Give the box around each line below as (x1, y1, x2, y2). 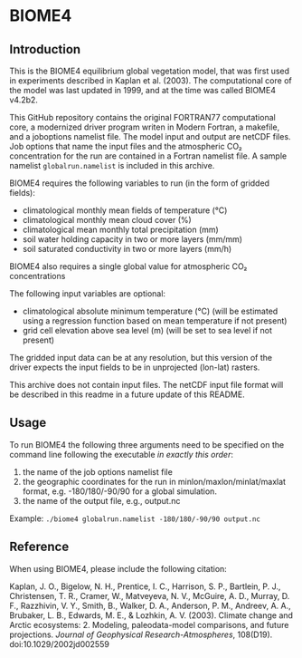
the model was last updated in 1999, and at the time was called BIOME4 (9, 85, 276, 95)
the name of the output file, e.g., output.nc (22, 495, 181, 506)
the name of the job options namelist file (22, 466, 174, 477)
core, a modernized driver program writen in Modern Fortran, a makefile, (9, 121, 280, 132)
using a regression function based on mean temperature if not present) (22, 315, 288, 326)
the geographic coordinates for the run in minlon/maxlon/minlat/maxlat (22, 476, 287, 487)
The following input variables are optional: (9, 288, 165, 299)
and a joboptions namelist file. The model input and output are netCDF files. (9, 131, 291, 141)
